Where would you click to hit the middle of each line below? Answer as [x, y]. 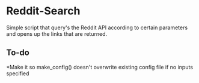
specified [18, 73]
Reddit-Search [43, 11]
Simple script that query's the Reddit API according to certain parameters [97, 27]
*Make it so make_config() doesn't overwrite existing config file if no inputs [100, 67]
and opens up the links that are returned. [57, 33]
